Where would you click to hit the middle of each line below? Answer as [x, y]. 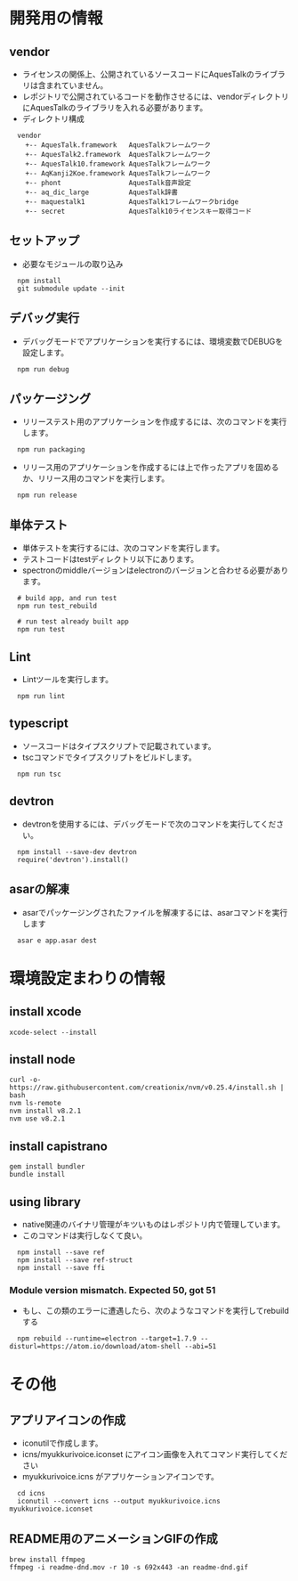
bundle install [37, 1175]
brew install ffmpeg [48, 1560]
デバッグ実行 [44, 318]
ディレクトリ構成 [53, 118]
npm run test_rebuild [57, 607]
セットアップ [44, 241]
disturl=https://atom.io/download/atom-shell [95, 1347]
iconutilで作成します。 [63, 1443]
